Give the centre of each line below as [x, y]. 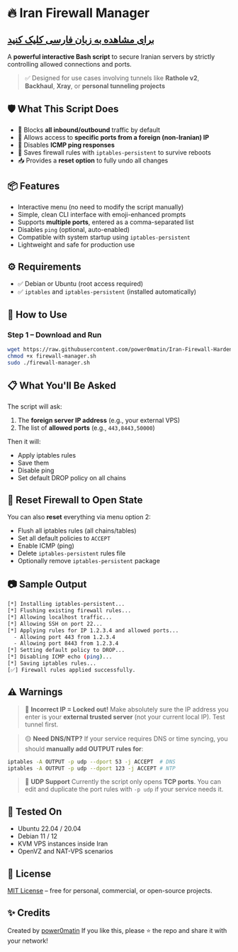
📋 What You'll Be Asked [62, 386]
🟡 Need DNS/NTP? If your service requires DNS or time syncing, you [126, 738]
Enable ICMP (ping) [46, 546]
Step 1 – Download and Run [55, 335]
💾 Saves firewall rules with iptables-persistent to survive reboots [114, 152]
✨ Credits [29, 913]
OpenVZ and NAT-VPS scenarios [65, 851]
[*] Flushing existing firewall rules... [69, 611]
